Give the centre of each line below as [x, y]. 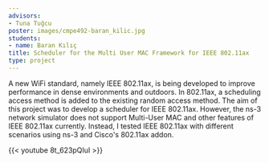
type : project [32, 61]
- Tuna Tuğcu [30, 23]
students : [25, 38]
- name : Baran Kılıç [43, 46]
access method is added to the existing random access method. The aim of [133, 100]
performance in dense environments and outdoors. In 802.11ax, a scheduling [134, 92]
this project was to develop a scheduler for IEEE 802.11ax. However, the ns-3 [135, 108]
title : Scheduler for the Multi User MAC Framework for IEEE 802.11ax [129, 53]
